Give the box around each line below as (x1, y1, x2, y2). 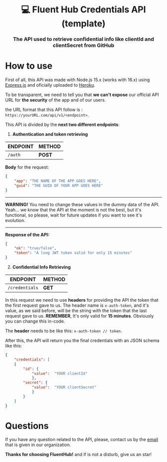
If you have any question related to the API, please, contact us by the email (5, 437, 159, 443)
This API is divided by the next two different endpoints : (5, 121, 120, 127)
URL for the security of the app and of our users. (5, 97, 106, 103)
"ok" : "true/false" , (14, 246, 57, 251)
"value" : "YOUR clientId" (31, 371, 88, 376)
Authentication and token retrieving (12, 131, 88, 137)
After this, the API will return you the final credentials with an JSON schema (5, 338, 160, 344)
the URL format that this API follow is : (5, 107, 83, 113)
